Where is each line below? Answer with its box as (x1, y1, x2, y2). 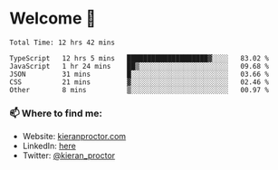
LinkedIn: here (22, 140, 77, 152)
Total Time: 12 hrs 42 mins (9, 38, 116, 47)
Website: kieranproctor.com (22, 131, 127, 142)
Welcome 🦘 (9, 8, 97, 29)
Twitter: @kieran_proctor (22, 150, 116, 161)
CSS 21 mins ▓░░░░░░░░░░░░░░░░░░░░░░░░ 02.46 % (9, 77, 270, 87)
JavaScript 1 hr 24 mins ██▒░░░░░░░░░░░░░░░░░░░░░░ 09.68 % (9, 61, 270, 71)
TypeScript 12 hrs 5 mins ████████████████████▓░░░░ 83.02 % (9, 53, 270, 62)
